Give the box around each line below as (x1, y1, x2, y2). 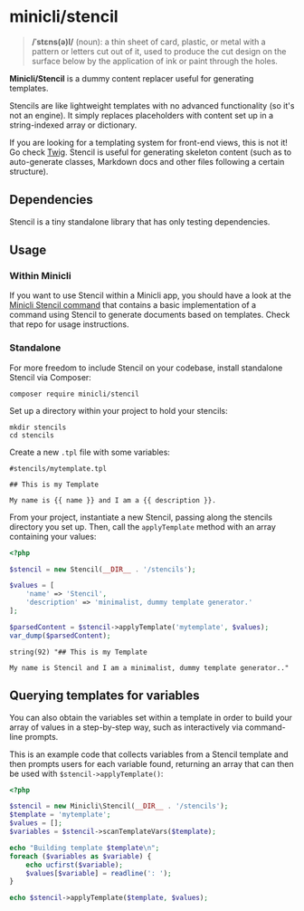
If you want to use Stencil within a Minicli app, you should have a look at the (9, 290, 291, 301)
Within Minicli (9, 270, 71, 283)
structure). (9, 166, 49, 177)
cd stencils (9, 430, 54, 440)
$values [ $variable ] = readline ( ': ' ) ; (25, 868, 172, 877)
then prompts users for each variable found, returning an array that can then (9, 758, 294, 769)
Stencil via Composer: (9, 371, 92, 382)
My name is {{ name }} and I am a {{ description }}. (9, 495, 217, 504)
